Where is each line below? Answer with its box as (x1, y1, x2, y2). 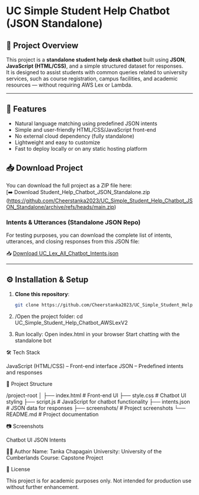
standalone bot (14, 337, 52, 344)
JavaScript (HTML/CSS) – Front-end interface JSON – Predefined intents (6, 362, 184, 369)
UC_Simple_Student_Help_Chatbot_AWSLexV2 (14, 319, 129, 326)
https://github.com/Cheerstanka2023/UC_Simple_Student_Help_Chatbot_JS (8, 197, 193, 204)
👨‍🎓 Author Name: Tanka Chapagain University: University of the (6, 448, 162, 455)
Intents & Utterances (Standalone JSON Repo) (6, 218, 141, 226)
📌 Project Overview (6, 40, 79, 50)
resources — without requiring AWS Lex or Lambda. (6, 81, 133, 88)
